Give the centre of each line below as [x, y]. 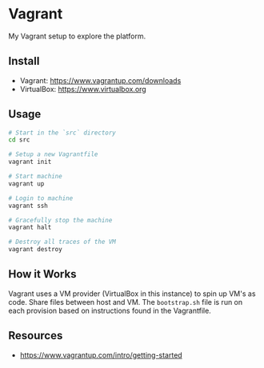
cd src [19, 140]
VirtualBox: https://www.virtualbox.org [83, 89]
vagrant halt [30, 228]
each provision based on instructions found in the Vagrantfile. [110, 310]
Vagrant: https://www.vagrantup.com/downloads [100, 80]
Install [24, 61]
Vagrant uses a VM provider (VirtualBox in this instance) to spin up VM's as [132, 294]
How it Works [42, 274]
